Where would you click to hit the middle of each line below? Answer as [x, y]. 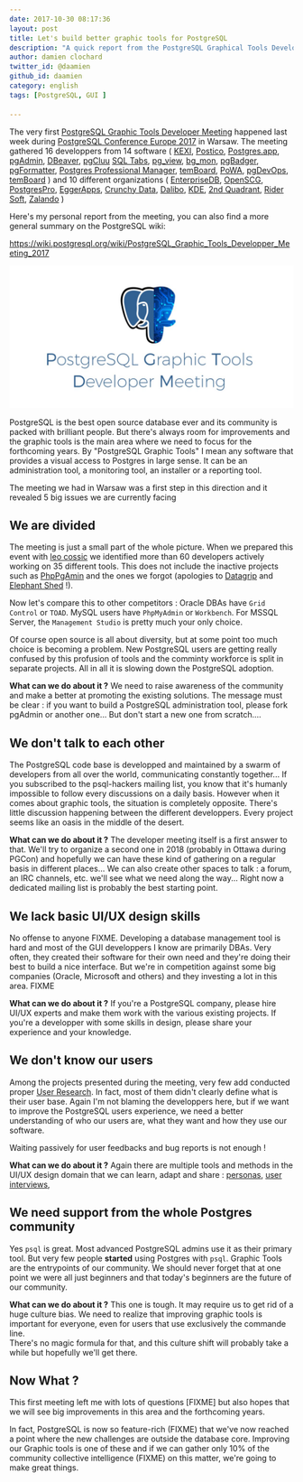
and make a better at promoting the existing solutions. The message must [146, 696]
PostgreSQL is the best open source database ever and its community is [143, 422]
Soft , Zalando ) [37, 199]
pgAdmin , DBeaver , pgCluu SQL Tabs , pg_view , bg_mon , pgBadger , [134, 160]
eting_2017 [29, 253]
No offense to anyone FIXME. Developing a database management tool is [145, 938]
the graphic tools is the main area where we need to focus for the [131, 441]
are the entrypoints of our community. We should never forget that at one [145, 1267]
